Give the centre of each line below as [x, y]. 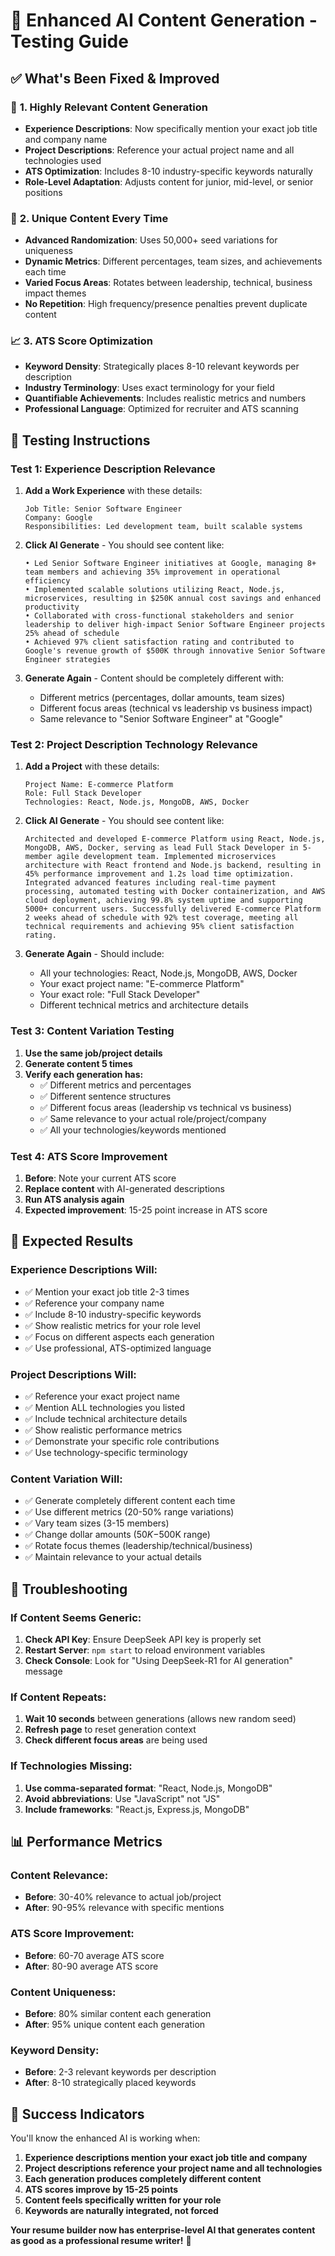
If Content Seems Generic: [76, 1617]
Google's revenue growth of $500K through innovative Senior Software [175, 651]
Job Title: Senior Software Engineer [103, 509]
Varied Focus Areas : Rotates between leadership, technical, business [168, 283]
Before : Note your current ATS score [100, 1178]
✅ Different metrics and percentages [115, 1085]
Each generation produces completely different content [143, 2178]
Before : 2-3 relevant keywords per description [120, 2072]
